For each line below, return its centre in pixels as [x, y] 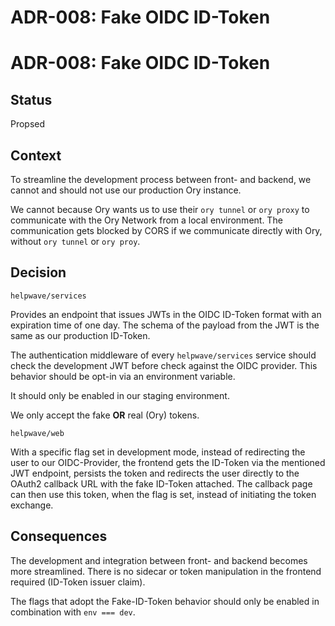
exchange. [32, 505]
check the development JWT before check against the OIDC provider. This [164, 365]
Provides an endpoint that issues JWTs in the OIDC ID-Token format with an [166, 314]
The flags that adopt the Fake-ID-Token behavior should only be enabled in [165, 601]
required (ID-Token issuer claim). [78, 582]
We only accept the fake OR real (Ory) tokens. [105, 415]
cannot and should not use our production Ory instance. [126, 190]
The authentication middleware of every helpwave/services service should [163, 355]
